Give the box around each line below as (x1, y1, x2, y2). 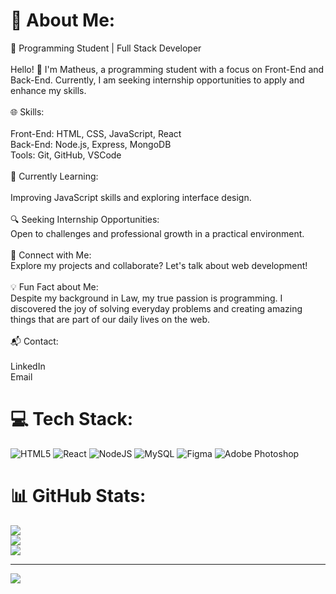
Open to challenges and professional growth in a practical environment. (10, 227, 305, 239)
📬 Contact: (10, 335, 59, 347)
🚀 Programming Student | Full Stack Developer (10, 42, 202, 54)
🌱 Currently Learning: (10, 170, 99, 182)
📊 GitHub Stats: (10, 485, 147, 508)
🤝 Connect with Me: (10, 249, 92, 261)
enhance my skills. (10, 84, 87, 96)
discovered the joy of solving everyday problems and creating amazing (10, 302, 303, 314)
